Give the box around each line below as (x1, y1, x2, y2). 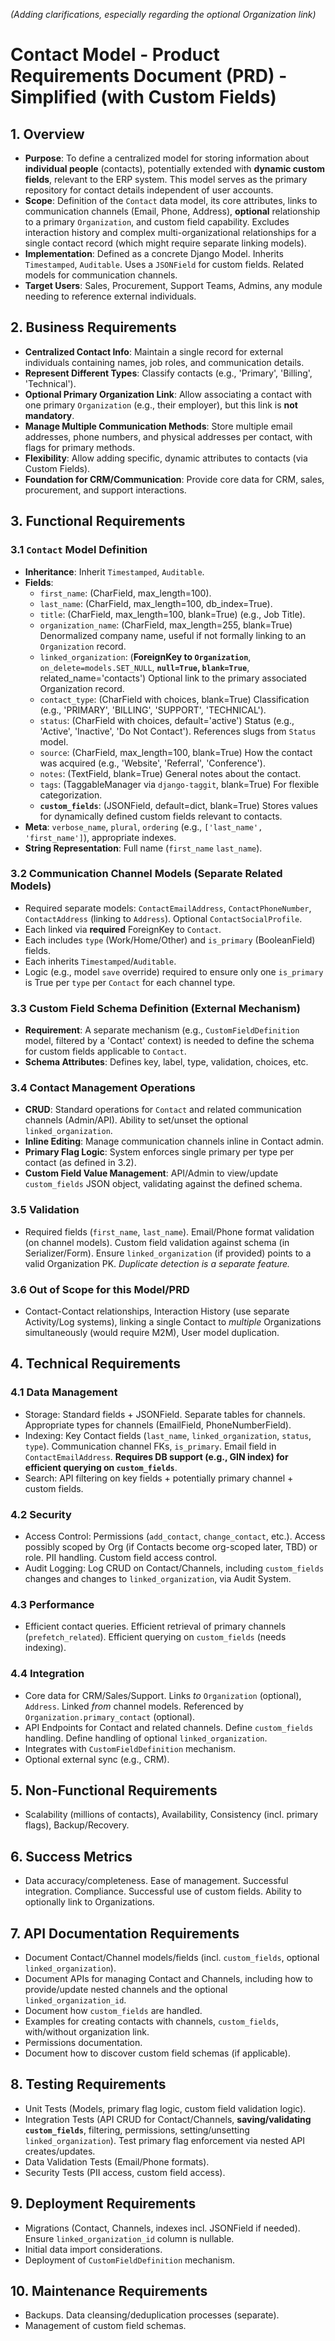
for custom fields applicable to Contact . (24, 1045, 187, 1058)
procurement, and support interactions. (24, 484, 187, 496)
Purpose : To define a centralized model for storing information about (24, 152, 310, 164)
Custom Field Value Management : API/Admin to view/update (24, 1167, 279, 1179)
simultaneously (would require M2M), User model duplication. (24, 1326, 280, 1338)
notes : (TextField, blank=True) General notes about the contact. (39, 767, 302, 779)
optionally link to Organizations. (24, 1896, 155, 1908)
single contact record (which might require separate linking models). (24, 237, 307, 249)
